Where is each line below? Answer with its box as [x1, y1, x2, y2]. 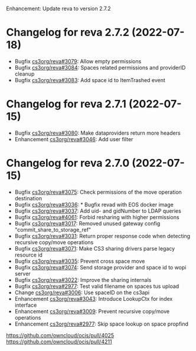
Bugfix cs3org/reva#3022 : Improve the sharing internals [14, 276, 152, 283]
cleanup [14, 70, 35, 77]
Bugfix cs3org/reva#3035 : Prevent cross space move [14, 257, 145, 265]
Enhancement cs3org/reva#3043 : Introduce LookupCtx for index [14, 295, 173, 302]
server [14, 270, 31, 277]
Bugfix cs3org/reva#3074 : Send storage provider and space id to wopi [14, 264, 187, 271]
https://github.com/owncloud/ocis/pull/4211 [6, 338, 112, 345]
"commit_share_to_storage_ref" [14, 226, 92, 233]
